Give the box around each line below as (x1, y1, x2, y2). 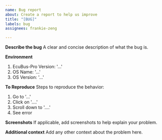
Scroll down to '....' (12, 104, 51, 110)
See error (12, 110, 33, 116)
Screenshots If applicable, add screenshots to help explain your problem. (5, 119, 157, 125)
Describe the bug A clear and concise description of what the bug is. (5, 44, 148, 50)
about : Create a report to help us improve (5, 12, 98, 17)
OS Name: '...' (12, 69, 41, 75)
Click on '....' (12, 99, 38, 105)
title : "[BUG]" (5, 17, 37, 22)
